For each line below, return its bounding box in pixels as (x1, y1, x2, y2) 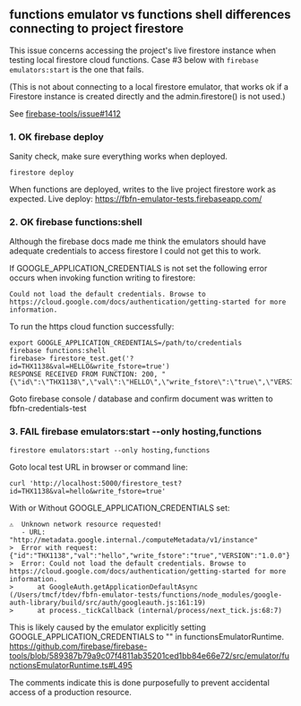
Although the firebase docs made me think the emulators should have (9, 237, 267, 247)
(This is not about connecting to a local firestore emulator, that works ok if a (9, 81, 289, 92)
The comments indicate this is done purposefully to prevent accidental (9, 676, 271, 688)
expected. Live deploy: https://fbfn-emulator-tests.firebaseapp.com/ (9, 194, 262, 204)
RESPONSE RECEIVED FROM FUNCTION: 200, (9, 370, 159, 379)
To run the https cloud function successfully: (9, 322, 175, 332)
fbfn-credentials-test (9, 403, 87, 414)
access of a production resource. (9, 686, 132, 697)
